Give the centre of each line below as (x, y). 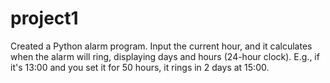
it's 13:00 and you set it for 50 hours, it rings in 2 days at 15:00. (140, 67)
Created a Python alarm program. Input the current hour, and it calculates (161, 46)
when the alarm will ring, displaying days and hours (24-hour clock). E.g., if (165, 56)
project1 (44, 18)
